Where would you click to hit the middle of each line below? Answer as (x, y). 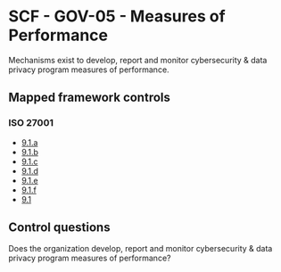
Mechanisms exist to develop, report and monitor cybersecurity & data (138, 60)
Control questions (59, 228)
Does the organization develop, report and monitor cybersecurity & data (140, 249)
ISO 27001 (31, 123)
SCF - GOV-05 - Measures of (117, 16)
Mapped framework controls (90, 98)
